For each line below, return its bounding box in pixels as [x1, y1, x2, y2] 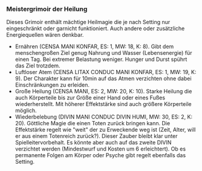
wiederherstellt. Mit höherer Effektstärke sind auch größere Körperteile [15, 101, 192, 108]
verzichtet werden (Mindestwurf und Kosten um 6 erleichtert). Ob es [15, 145, 186, 152]
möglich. [15, 107, 37, 114]
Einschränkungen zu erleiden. [15, 81, 90, 89]
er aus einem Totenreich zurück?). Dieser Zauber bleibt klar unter [15, 132, 178, 140]
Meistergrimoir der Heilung [6, 5, 88, 13]
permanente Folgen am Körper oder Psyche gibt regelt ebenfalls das [15, 152, 186, 159]
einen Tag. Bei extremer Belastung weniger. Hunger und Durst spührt [15, 56, 187, 63]
